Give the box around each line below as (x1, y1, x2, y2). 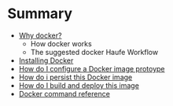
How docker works (30, 38, 92, 48)
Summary (7, 5, 72, 23)
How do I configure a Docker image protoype (18, 64, 165, 73)
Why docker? (18, 31, 62, 40)
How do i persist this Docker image (18, 72, 133, 82)
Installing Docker (18, 56, 74, 65)
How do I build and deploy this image (18, 80, 139, 90)
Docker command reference (18, 89, 111, 98)
